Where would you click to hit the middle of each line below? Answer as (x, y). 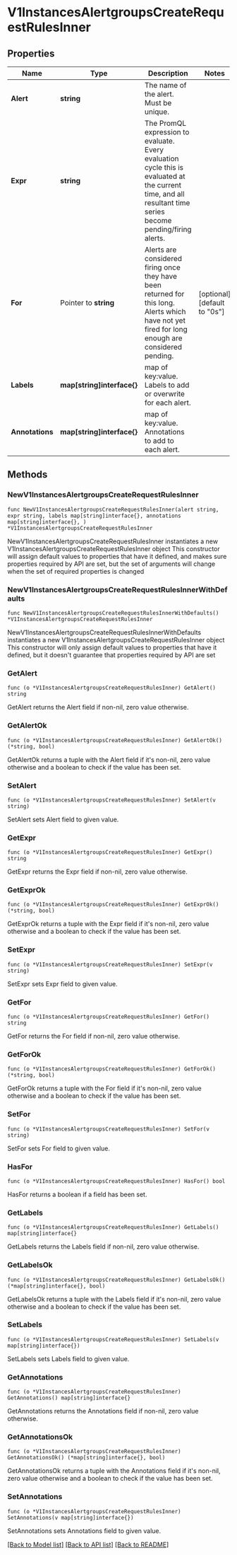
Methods (28, 475)
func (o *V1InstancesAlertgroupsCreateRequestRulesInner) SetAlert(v (112, 800)
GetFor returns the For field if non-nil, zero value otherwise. (94, 1036)
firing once (163, 267)
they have (161, 276)
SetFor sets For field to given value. (59, 1148)
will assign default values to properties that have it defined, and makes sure (117, 556)
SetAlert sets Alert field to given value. (63, 819)
